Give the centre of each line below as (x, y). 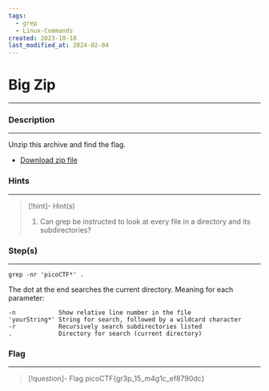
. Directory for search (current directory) (105, 333)
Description (32, 119)
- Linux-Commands (44, 30)
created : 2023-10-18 (43, 38)
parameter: (27, 297)
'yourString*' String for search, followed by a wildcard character (125, 319)
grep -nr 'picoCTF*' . (46, 274)
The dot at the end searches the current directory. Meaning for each (121, 289)
